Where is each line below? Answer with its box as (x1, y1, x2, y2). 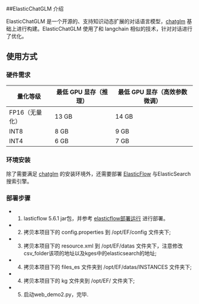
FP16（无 (9, 108, 37, 116)
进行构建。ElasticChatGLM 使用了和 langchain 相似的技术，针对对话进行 (16, 26, 192, 32)
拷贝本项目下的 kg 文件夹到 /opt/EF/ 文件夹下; (23, 277, 135, 284)
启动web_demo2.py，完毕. (23, 291, 89, 298)
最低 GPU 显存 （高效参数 (118, 88, 188, 96)
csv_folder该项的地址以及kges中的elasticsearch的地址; (23, 250, 157, 257)
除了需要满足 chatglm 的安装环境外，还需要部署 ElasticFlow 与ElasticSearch (6, 170, 191, 177)
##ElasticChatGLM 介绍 (6, 5, 64, 12)
